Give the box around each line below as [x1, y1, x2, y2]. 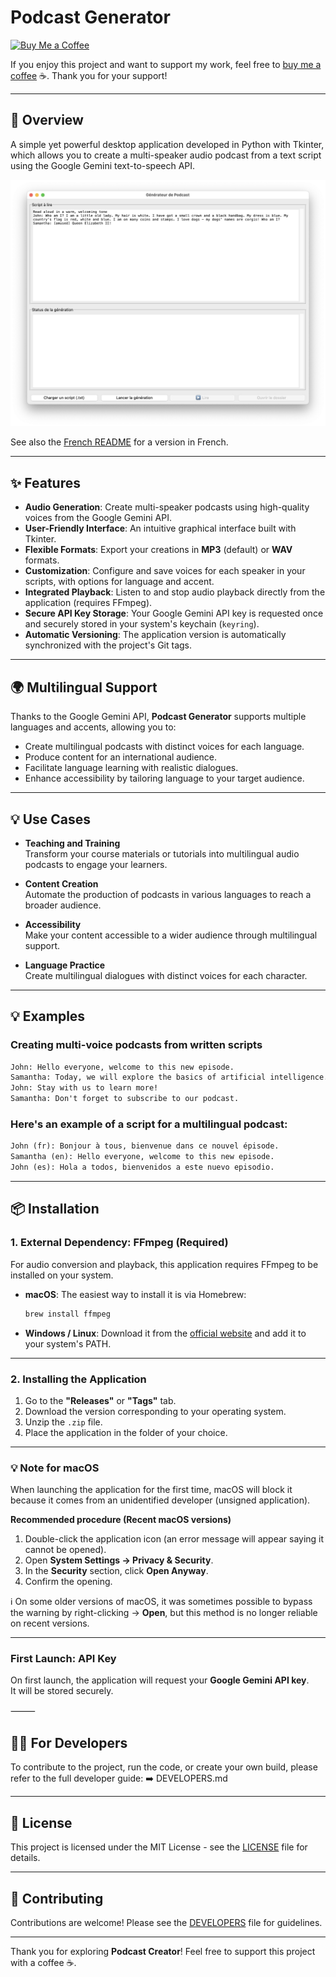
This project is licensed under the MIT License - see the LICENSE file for [10, 1841, 308, 1853]
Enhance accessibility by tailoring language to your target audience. [24, 772, 305, 785]
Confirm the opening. [24, 1576, 113, 1588]
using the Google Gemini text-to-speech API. [10, 159, 196, 171]
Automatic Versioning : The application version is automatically [24, 629, 287, 641]
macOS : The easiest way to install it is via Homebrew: [24, 1288, 247, 1300]
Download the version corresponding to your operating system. [24, 1405, 287, 1417]
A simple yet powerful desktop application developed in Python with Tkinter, [10, 138, 325, 150]
